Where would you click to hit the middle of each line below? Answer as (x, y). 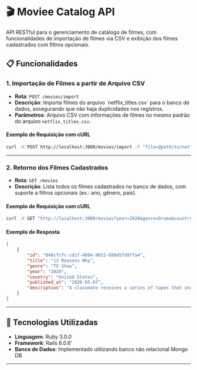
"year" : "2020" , (47, 271)
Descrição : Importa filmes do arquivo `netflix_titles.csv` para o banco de (102, 102)
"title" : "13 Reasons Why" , (61, 260)
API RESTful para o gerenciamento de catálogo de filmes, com (81, 32)
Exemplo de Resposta (33, 232)
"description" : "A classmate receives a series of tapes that (105, 288)
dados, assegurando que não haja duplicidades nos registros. (89, 108)
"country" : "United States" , (63, 277)
